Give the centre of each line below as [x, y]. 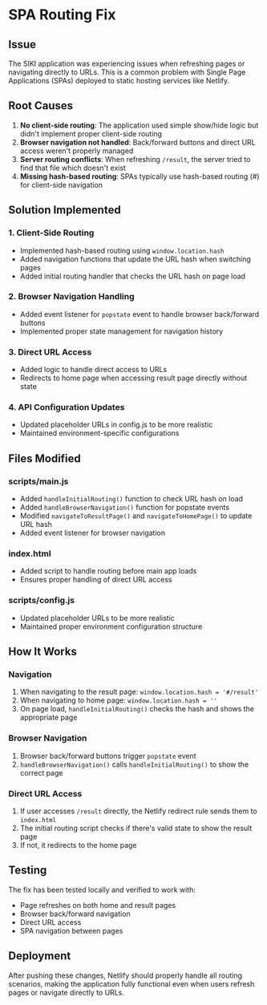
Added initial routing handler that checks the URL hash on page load [133, 276]
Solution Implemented [65, 210]
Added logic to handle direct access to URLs [93, 370]
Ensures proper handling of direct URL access [96, 580]
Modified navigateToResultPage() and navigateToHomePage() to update [136, 516]
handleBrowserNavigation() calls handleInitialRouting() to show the [134, 764]
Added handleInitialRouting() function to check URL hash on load [131, 499]
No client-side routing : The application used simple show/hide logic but [139, 125]
